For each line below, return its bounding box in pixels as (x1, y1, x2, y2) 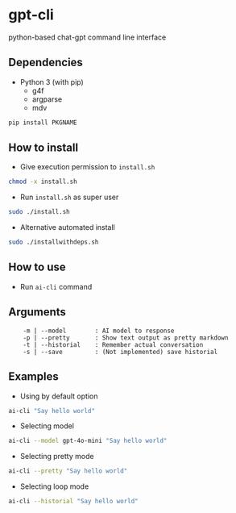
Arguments (8, 305, 67, 319)
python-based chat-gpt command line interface (8, 32, 167, 42)
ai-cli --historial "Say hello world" (8, 498, 139, 506)
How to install (8, 141, 79, 155)
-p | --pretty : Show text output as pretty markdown (23, 333, 229, 342)
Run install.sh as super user (19, 192, 119, 202)
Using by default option (19, 391, 98, 401)
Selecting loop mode (19, 482, 89, 491)
